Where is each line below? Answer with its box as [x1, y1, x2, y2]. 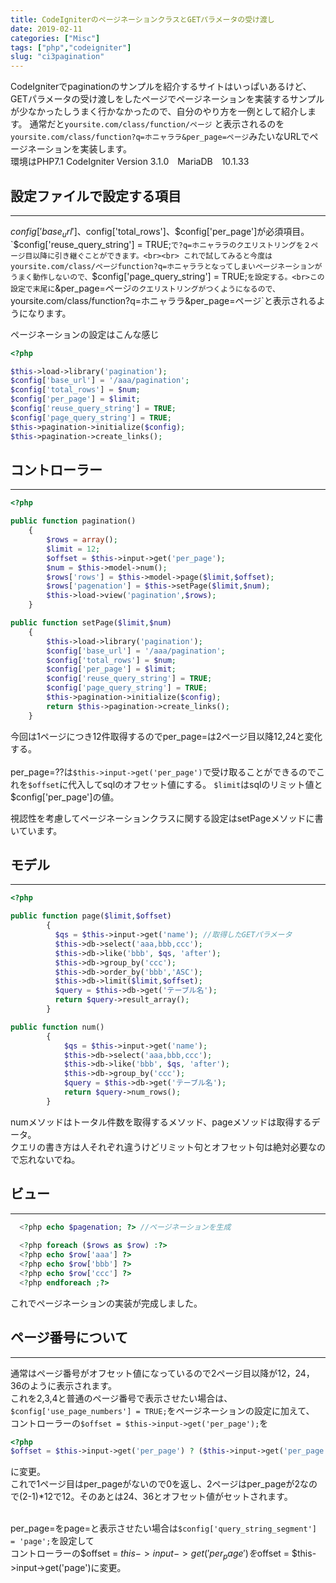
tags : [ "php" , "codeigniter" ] [10, 42, 132, 53]
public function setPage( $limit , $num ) [10, 618, 172, 628]
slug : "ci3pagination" [10, 52, 105, 62]
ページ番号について [10, 1329, 128, 1346]
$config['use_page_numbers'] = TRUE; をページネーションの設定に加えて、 [10, 1404, 315, 1416]
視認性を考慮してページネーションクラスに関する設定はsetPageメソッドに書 [10, 812, 324, 824]
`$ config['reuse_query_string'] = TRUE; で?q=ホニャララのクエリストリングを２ [10, 238, 312, 250]
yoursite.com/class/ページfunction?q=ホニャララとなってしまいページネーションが [10, 261, 323, 271]
